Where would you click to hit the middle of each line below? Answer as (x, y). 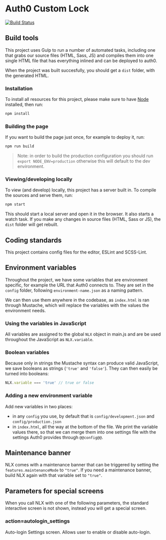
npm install (17, 114)
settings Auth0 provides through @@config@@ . (57, 437)
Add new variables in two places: (39, 406)
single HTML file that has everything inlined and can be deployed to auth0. (81, 61)
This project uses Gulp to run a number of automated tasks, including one (80, 50)
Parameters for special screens (55, 491)
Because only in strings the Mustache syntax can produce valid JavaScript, (82, 363)
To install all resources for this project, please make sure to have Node (77, 99)
